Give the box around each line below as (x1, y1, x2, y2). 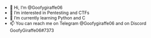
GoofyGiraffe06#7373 (9, 27, 54, 33)
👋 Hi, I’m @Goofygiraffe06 (9, 5, 63, 10)
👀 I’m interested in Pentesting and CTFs (9, 10, 89, 16)
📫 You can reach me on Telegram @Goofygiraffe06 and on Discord (9, 20, 147, 26)
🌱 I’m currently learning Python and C (9, 15, 86, 20)
